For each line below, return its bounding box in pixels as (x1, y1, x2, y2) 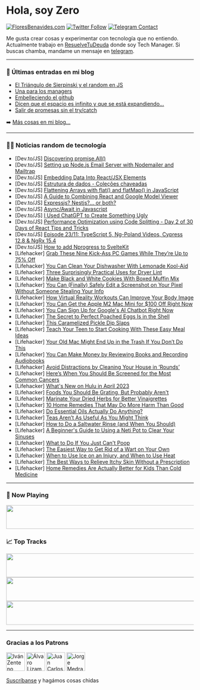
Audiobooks (14, 357, 45, 364)
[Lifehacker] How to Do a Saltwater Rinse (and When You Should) (14, 420, 176, 427)
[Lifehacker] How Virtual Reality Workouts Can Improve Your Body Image (14, 294, 194, 301)
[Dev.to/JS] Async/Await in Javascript (14, 205, 108, 212)
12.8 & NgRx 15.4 (14, 237, 57, 244)
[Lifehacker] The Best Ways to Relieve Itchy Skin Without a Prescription (14, 458, 190, 465)
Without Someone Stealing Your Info (14, 287, 104, 294)
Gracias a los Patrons (6, 639, 69, 647)
